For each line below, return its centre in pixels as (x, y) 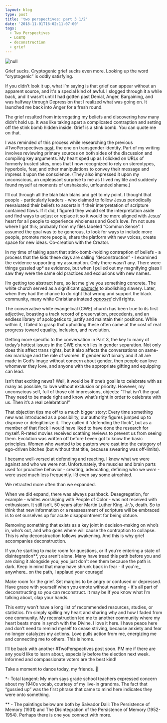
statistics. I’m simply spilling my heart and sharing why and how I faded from (84, 612)
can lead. (15, 371)
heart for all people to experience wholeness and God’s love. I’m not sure (80, 221)
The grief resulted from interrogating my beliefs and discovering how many (82, 117)
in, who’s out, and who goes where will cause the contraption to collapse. (81, 530)
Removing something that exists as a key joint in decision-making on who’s (82, 525)
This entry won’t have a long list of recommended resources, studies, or (79, 607)
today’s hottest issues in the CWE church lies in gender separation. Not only (83, 345)
